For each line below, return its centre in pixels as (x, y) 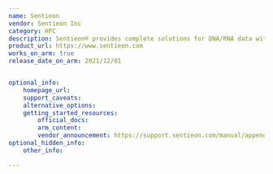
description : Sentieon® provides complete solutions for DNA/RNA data (130, 38)
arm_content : (60, 128)
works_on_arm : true (41, 53)
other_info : (43, 151)
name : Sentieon (34, 16)
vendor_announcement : (74, 136)
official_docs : (63, 121)
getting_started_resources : (70, 113)
